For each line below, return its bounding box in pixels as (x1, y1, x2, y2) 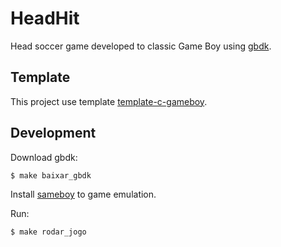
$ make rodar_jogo (10, 227, 87, 237)
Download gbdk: (10, 151, 78, 163)
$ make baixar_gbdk (10, 170, 92, 181)
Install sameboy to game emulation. (10, 188, 157, 201)
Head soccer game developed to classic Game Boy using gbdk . (10, 40, 272, 52)
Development (10, 125, 97, 142)
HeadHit (10, 7, 80, 30)
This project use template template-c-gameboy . (10, 95, 208, 107)
